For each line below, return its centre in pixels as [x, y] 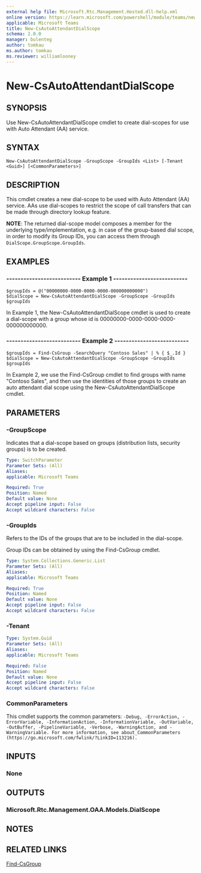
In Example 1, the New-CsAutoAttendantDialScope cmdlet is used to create [98, 313]
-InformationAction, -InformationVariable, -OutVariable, [120, 722]
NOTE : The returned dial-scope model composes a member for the [89, 224]
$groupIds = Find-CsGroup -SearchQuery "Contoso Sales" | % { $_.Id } [96, 353]
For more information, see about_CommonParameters [116, 733]
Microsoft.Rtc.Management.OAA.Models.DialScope [83, 810]
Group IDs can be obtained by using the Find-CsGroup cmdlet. [83, 550]
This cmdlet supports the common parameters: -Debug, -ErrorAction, [93, 717]
